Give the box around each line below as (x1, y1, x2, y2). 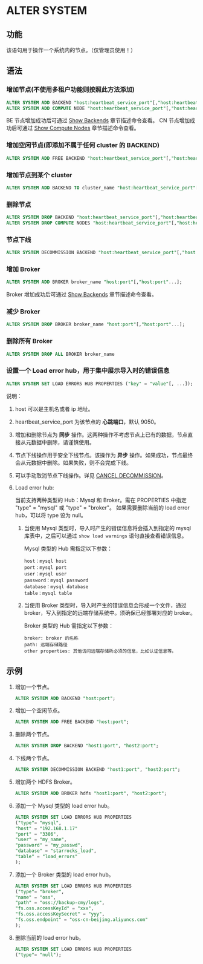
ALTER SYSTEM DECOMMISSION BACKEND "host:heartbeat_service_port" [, (6, 249, 182, 256)
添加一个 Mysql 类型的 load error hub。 (14, 802, 113, 809)
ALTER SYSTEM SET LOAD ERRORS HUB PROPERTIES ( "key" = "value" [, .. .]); (6, 381, 193, 387)
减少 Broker (6, 307, 40, 316)
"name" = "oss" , (14, 894, 56, 900)
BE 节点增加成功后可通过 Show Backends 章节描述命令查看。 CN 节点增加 (6, 117, 190, 124)
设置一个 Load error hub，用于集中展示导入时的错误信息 (6, 367, 170, 375)
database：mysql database (24, 583, 89, 590)
